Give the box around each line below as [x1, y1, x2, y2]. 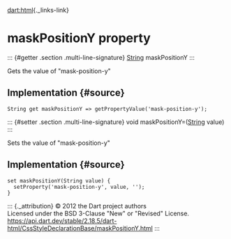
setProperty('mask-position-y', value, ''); [13, 183, 145, 190]
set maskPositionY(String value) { [7, 177, 111, 184]
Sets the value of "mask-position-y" [7, 139, 110, 147]
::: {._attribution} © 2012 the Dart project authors [7, 201, 147, 210]
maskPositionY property [7, 31, 151, 46]
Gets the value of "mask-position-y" [7, 66, 112, 75]
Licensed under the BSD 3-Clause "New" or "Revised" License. [7, 209, 190, 217]
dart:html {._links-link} [7, 6, 70, 14]
